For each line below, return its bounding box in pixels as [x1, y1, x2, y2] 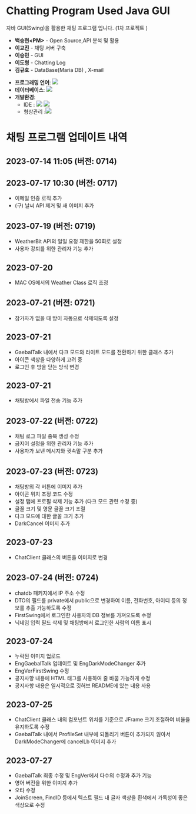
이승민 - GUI [14, 51, 44, 58]
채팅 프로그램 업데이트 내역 [6, 131, 128, 144]
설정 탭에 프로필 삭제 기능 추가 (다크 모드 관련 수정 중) [14, 498, 138, 505]
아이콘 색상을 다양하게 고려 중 [14, 355, 82, 363]
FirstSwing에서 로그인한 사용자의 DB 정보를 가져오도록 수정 [14, 611, 151, 618]
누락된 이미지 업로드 [14, 652, 61, 660]
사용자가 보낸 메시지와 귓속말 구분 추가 [14, 447, 103, 454]
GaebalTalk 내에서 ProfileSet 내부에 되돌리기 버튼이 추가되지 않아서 [14, 731, 171, 738]
